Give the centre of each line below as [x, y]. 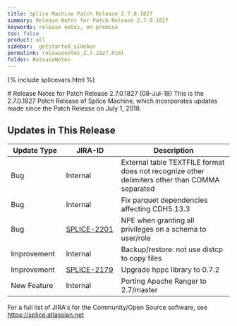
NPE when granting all [158, 220]
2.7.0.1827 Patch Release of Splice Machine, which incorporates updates [113, 101]
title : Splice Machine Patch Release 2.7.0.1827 [80, 14]
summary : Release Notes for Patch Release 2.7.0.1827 [88, 20]
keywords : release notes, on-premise [63, 27]
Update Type [35, 150]
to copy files [141, 258]
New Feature [32, 285]
